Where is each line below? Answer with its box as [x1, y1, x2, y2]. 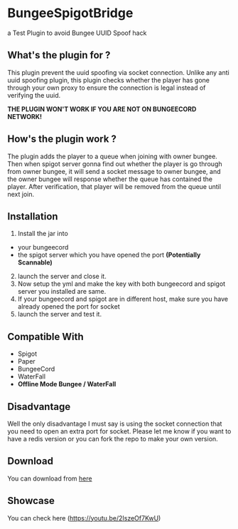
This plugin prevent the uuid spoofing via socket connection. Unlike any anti [7, 68, 229, 76]
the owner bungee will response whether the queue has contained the [7, 175, 213, 183]
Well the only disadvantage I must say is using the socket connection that [7, 419, 222, 428]
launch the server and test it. [17, 310, 102, 319]
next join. [7, 190, 35, 198]
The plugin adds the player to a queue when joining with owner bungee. [7, 152, 218, 160]
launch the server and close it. [17, 272, 107, 281]
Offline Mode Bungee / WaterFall [17, 380, 117, 389]
